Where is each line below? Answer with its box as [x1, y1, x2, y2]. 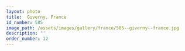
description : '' [6, 30, 46, 36]
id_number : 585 [6, 19, 43, 25]
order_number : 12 [6, 36, 49, 42]
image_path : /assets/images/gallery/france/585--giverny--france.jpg [6, 25, 180, 31]
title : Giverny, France [6, 14, 67, 20]
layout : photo [6, 8, 41, 15]
